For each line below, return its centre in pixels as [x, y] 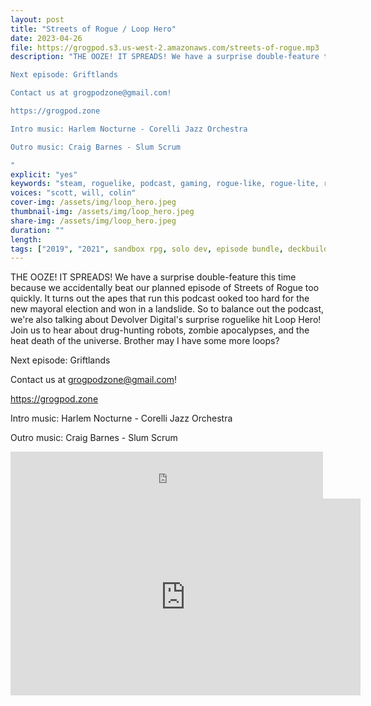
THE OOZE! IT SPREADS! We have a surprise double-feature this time [153, 277]
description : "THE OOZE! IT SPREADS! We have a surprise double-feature [165, 57]
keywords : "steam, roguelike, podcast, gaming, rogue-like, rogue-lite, [165, 184]
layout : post [37, 19]
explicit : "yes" [44, 174]
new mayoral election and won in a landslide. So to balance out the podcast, [167, 309]
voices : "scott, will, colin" [73, 193]
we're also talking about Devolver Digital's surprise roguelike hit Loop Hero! [166, 320]
